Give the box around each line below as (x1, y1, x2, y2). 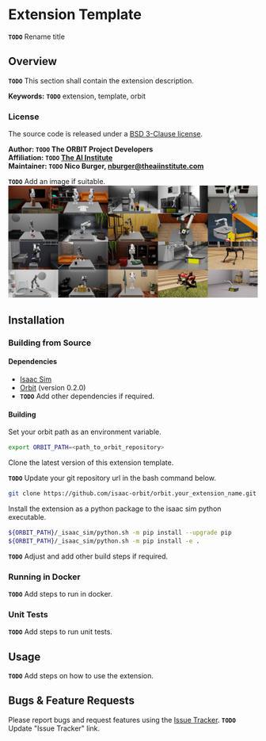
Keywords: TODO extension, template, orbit (8, 91, 146, 101)
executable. (8, 512, 47, 521)
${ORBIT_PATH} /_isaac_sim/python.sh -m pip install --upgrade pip (8, 528, 232, 536)
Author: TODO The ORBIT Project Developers (8, 144, 154, 154)
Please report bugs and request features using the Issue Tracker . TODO (8, 715, 236, 724)
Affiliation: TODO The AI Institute (8, 153, 113, 163)
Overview (8, 55, 58, 68)
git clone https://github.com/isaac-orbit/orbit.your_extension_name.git (8, 490, 257, 497)
